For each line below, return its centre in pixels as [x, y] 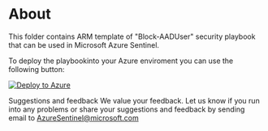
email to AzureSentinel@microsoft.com [74, 117]
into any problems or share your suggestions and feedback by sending [127, 109]
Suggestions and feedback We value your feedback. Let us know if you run [134, 100]
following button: [37, 69]
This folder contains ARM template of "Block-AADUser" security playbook [132, 36]
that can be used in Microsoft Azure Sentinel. [84, 44]
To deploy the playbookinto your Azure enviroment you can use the [121, 61]
